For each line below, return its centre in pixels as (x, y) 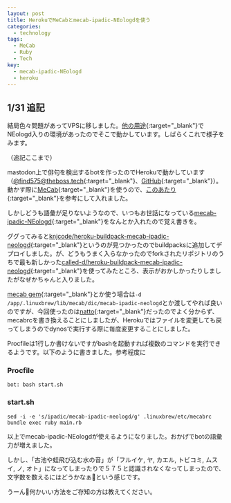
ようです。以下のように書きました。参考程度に (80, 352)
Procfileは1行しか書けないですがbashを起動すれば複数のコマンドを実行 (108, 344)
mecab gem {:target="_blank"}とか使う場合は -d (74, 294)
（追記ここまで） (31, 158)
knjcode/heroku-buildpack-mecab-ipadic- (109, 237)
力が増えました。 (31, 445)
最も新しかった (40, 262)
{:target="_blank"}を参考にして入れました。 (70, 199)
